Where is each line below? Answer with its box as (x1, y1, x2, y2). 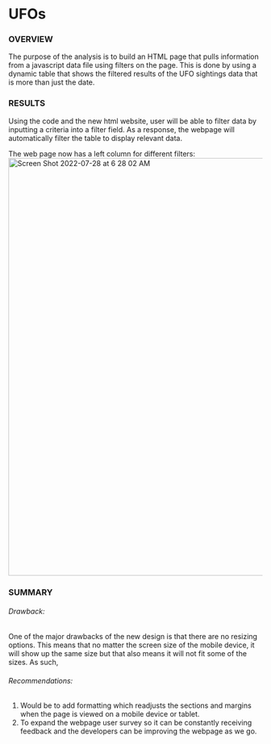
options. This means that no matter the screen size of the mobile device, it (8, 640, 256, 650)
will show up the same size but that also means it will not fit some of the (8, 648, 248, 658)
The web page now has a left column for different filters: (8, 148, 196, 158)
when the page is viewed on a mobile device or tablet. (19, 709, 200, 719)
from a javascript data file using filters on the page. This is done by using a (8, 60, 256, 70)
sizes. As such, (8, 657, 59, 667)
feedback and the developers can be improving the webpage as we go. (19, 726, 257, 736)
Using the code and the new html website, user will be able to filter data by (8, 116, 256, 126)
